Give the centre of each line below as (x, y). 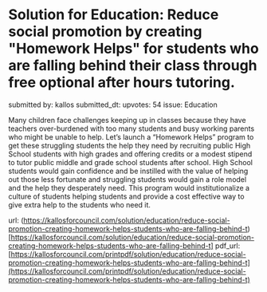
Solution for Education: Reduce (114, 15)
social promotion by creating (105, 32)
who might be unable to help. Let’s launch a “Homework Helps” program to (131, 136)
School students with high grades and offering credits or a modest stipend (130, 154)
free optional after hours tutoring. (122, 83)
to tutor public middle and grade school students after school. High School (131, 162)
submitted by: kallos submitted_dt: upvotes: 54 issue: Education (113, 105)
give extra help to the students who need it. (80, 204)
